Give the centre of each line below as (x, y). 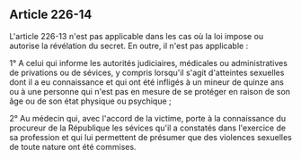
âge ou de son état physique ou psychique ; (91, 101)
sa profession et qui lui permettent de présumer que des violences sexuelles (150, 137)
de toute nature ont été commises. (73, 146)
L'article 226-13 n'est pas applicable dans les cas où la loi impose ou (137, 36)
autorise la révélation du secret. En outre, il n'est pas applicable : (129, 46)
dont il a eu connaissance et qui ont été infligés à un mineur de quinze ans (147, 82)
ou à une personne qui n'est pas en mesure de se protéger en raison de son (150, 91)
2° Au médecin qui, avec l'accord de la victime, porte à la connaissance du (147, 118)
